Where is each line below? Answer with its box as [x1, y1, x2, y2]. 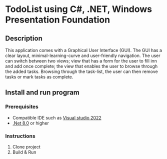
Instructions [5, 132, 36, 139]
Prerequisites [5, 103, 38, 110]
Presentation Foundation [5, 14, 110, 25]
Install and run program [5, 88, 80, 97]
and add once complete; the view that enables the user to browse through [5, 63, 158, 69]
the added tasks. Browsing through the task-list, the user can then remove [5, 68, 158, 74]
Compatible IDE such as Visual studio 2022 [12, 114, 101, 120]
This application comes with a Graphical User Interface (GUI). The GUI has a [5, 47, 162, 53]
